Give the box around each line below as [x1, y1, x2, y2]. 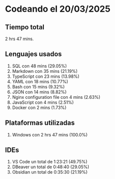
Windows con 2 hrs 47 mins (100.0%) [12, 132, 88, 137]
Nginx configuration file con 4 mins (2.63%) [12, 94, 101, 100]
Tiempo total [5, 23, 45, 31]
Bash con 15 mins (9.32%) [12, 84, 65, 89]
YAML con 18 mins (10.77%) [12, 78, 68, 84]
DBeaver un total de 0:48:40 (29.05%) [12, 164, 89, 170]
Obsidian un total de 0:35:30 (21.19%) [12, 169, 88, 175]
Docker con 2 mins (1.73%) [12, 104, 67, 111]
